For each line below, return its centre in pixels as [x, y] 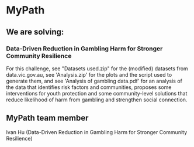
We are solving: [35, 32]
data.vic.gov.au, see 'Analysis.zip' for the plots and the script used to [89, 74]
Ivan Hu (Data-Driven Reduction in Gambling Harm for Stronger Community [97, 132]
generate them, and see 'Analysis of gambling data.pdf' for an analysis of [94, 81]
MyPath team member [47, 118]
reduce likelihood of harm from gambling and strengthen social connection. [97, 100]
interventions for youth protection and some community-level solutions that [97, 93]
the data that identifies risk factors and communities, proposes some [89, 87]
